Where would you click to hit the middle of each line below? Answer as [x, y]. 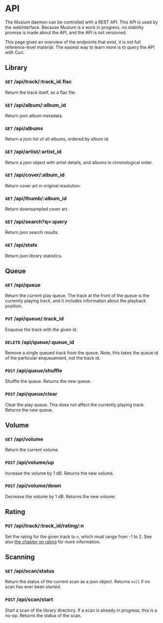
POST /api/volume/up [30, 462]
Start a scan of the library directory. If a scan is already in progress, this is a [81, 610]
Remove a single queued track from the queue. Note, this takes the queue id [82, 352]
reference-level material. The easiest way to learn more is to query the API [80, 47]
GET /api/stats [21, 245]
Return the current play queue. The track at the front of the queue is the [77, 296]
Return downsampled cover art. [37, 209]
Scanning [20, 557]
